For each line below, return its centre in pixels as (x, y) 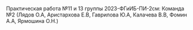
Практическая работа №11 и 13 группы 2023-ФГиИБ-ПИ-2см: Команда (95, 9)
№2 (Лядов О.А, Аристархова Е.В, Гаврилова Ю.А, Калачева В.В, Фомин (96, 15)
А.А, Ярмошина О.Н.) (32, 21)
